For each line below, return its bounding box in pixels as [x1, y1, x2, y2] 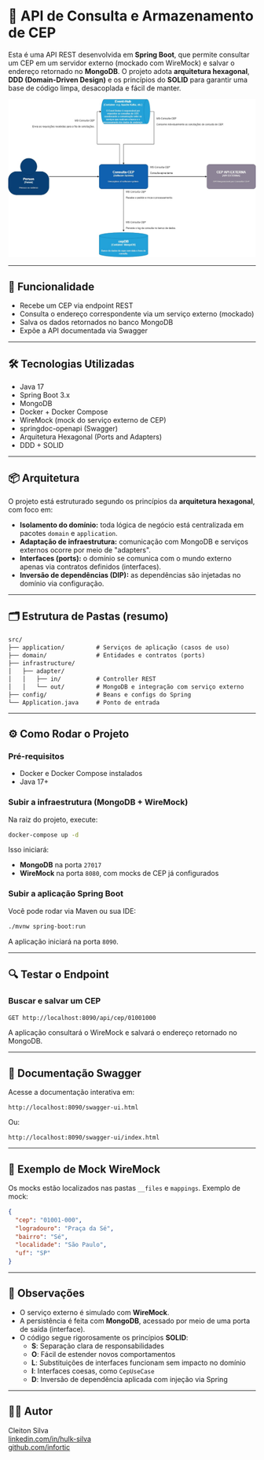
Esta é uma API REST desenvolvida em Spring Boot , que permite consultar [8, 50, 250, 59]
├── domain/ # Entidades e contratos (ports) [8, 651, 206, 660]
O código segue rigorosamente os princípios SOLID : [19, 1332, 189, 1342]
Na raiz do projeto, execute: [8, 815, 98, 824]
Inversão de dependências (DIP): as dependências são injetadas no [19, 570, 241, 579]
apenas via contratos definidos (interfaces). [19, 562, 162, 571]
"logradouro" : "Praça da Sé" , [15, 1224, 114, 1233]
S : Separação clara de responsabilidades [31, 1341, 165, 1351]
